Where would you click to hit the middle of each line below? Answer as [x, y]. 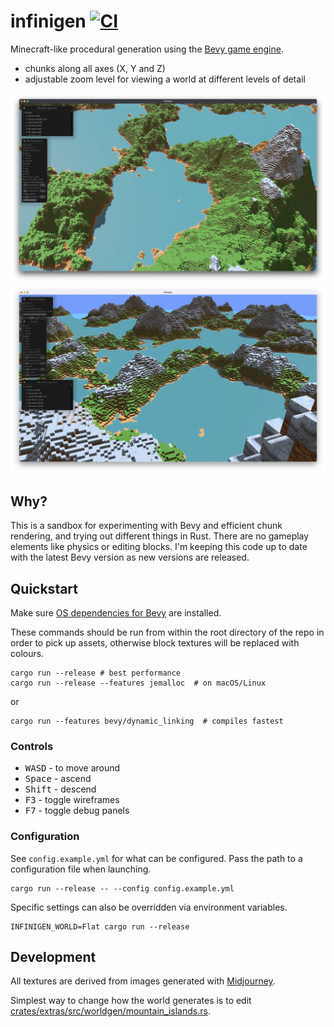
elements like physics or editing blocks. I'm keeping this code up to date [159, 547]
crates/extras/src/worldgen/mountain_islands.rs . [110, 1011]
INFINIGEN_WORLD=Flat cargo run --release [100, 926]
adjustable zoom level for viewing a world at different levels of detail [165, 79]
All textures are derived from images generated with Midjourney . [143, 981]
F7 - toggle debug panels [77, 811]
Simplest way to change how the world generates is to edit [131, 1001]
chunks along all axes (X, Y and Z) [95, 68]
